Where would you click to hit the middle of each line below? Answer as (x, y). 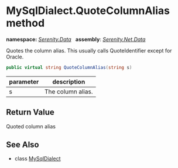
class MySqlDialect (37, 159)
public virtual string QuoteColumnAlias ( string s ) (69, 67)
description (69, 82)
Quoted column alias (31, 126)
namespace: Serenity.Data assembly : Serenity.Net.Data (76, 39)
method (25, 23)
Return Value (30, 112)
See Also (23, 145)
